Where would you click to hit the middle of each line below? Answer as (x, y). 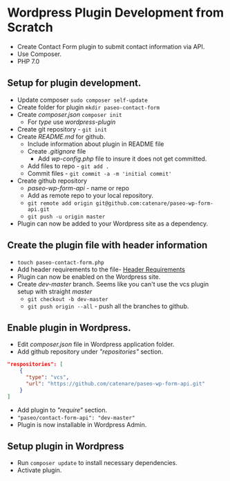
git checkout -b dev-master (68, 299)
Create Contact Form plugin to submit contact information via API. (111, 46)
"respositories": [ (35, 365)
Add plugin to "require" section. (62, 410)
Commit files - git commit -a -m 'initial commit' (99, 173)
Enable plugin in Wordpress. (69, 328)
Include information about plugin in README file (96, 144)
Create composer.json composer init (69, 114)
